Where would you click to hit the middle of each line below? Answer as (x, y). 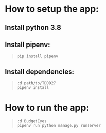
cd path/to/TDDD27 (36, 83)
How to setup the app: (52, 9)
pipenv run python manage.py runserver (59, 126)
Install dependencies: (39, 72)
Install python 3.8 (33, 28)
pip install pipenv (38, 56)
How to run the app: (47, 108)
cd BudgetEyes (32, 121)
